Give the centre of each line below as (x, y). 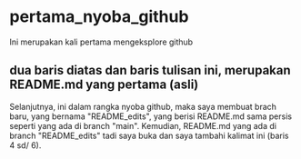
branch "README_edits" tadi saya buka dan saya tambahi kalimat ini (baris (149, 135)
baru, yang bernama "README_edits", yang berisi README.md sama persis (151, 116)
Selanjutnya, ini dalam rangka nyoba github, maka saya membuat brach (143, 106)
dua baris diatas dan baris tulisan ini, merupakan (150, 70)
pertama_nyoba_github (99, 17)
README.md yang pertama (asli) (104, 85)
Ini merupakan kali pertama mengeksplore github (101, 42)
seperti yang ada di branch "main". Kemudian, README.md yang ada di (143, 125)
